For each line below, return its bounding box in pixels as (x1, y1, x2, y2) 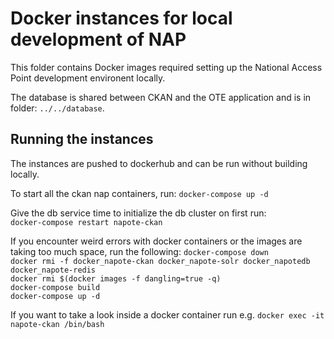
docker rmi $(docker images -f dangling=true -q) (10, 273, 222, 284)
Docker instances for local (10, 7, 233, 30)
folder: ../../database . (10, 102, 105, 114)
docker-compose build (10, 282, 101, 292)
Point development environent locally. (10, 72, 166, 84)
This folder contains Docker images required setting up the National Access (10, 61, 323, 73)
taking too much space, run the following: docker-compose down (10, 245, 269, 257)
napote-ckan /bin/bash (10, 319, 105, 329)
